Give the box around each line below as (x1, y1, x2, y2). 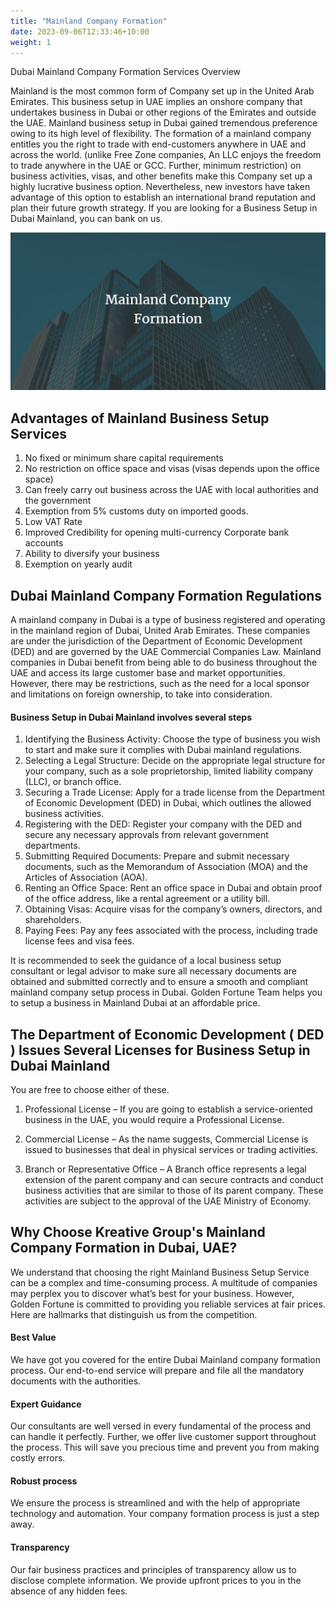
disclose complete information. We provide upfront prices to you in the (10, 1574, 302, 1586)
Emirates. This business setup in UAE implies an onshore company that (10, 96, 303, 108)
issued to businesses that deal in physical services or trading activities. (24, 1144, 319, 1156)
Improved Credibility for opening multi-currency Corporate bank (24, 526, 290, 539)
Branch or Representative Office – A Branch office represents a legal (24, 1163, 307, 1175)
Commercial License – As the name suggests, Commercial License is (24, 1133, 309, 1145)
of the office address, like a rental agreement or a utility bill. (24, 893, 271, 905)
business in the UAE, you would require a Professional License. (24, 1114, 285, 1126)
